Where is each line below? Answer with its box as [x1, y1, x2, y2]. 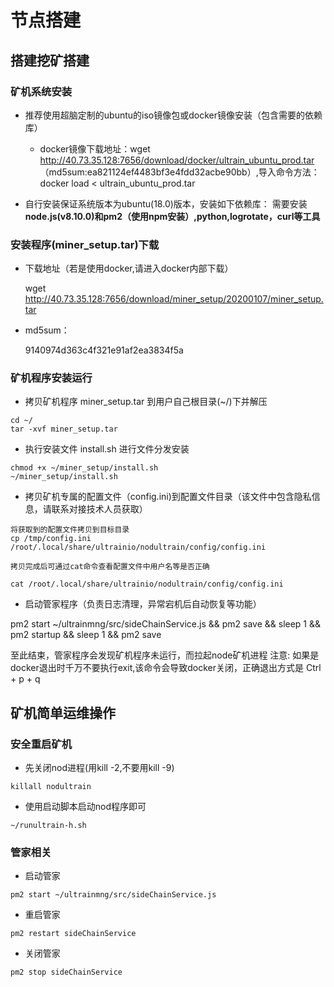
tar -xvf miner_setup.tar [10, 424, 118, 435]
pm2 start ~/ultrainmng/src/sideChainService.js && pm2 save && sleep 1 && [10, 618, 322, 630]
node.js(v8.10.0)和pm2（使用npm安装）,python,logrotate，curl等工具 [24, 210, 321, 222]
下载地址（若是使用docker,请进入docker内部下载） [24, 262, 234, 275]
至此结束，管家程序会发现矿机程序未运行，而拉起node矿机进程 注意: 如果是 [10, 649, 320, 661]
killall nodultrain [10, 782, 92, 792]
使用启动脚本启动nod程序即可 [24, 801, 147, 813]
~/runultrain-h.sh [10, 821, 87, 831]
